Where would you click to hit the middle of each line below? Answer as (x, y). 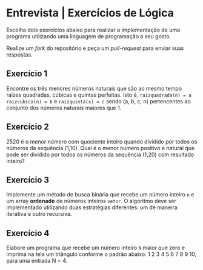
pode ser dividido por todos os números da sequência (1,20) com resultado (100, 154)
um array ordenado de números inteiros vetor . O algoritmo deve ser (92, 201)
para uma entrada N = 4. (37, 261)
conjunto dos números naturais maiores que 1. (64, 108)
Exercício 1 (27, 74)
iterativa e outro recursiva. (39, 214)
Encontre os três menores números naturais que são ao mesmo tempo (94, 88)
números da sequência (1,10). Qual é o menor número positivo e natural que (101, 148)
